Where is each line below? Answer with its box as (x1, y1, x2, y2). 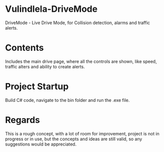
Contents (5, 42, 44, 54)
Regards (5, 115, 40, 125)
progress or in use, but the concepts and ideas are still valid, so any (5, 136, 142, 142)
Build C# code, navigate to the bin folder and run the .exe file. (5, 97, 130, 103)
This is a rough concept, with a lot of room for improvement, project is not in (5, 130, 160, 136)
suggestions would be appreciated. (5, 141, 77, 147)
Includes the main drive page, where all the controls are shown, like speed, (5, 58, 157, 64)
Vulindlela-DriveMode (5, 3, 98, 15)
